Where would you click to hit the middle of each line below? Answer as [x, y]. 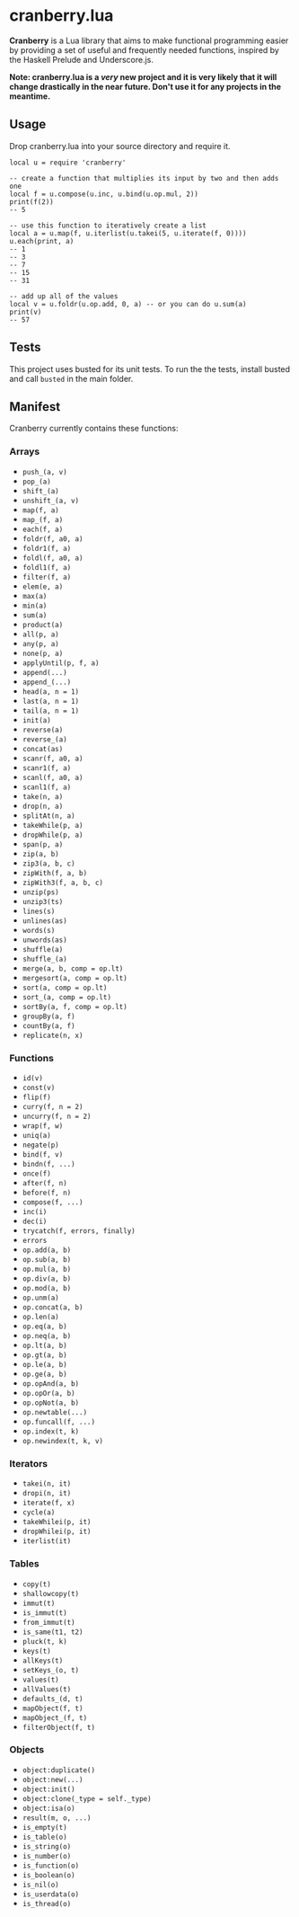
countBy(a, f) [48, 1025]
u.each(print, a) [42, 241]
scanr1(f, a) [47, 768]
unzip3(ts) [43, 901]
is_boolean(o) [48, 1875]
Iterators [29, 1463]
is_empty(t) [44, 1827]
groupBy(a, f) [48, 1016]
